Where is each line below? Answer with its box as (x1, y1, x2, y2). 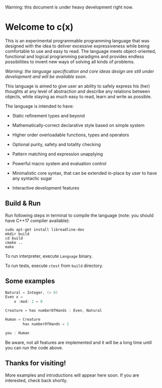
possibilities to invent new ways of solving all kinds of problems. (5, 59, 135, 65)
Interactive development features (12, 185, 80, 191)
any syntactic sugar (12, 175, 53, 181)
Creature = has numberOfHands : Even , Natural (5, 308, 102, 313)
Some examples (5, 277, 55, 285)
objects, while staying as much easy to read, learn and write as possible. (5, 93, 152, 99)
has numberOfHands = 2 (23, 321, 69, 326)
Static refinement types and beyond (12, 113, 85, 118)
